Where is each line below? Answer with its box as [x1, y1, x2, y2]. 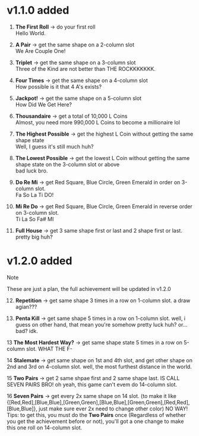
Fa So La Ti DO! [15, 191, 54, 198]
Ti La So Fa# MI [15, 215, 54, 222]
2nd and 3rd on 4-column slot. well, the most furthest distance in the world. [7, 363, 192, 370]
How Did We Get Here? [15, 101, 72, 108]
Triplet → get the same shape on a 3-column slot [15, 59, 136, 66]
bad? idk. [15, 327, 38, 334]
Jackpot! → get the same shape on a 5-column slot [15, 95, 142, 102]
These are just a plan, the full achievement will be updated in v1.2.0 [7, 285, 171, 292]
